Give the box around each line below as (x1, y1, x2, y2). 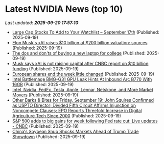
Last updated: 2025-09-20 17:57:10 (5, 20, 79, 26)
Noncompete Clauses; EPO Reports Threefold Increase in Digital (12, 107, 142, 114)
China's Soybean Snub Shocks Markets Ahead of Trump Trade (12, 128, 139, 134)
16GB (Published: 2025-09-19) (12, 81, 74, 87)
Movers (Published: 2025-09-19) (12, 92, 79, 98)
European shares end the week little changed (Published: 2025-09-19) (12, 71, 155, 77)
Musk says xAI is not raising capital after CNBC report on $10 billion (12, 60, 149, 66)
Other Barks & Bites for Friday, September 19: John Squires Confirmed (12, 97, 154, 103)
